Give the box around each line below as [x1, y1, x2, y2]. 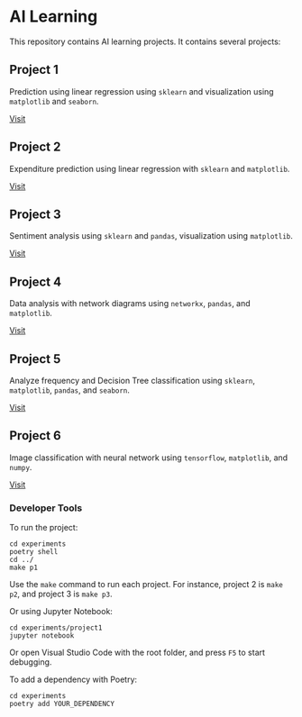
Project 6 [9, 428, 61, 443]
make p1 [9, 563, 39, 573]
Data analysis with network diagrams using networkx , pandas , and [9, 298, 251, 309]
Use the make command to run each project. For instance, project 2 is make [9, 579, 284, 590]
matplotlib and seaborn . [9, 95, 99, 106]
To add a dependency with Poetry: [9, 674, 138, 685]
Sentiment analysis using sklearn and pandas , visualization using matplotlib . [9, 231, 293, 241]
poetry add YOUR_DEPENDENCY [9, 700, 115, 709]
